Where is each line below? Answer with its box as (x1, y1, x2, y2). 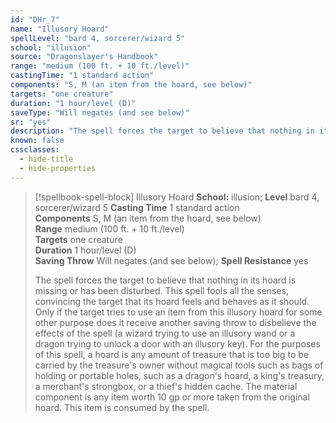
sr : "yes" (10, 117, 52, 127)
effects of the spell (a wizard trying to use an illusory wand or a (34, 327, 296, 339)
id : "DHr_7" (10, 14, 60, 25)
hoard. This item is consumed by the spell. (34, 401, 210, 413)
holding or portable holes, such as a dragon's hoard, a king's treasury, (34, 369, 325, 381)
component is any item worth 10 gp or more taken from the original (34, 391, 310, 403)
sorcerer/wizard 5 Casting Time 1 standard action (34, 201, 240, 213)
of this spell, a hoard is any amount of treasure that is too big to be (34, 348, 310, 360)
